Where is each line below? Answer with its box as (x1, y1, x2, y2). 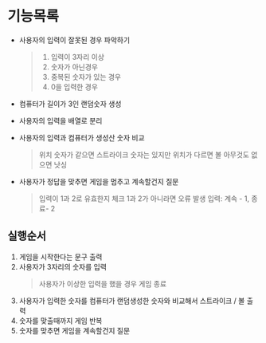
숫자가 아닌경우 (50, 61, 99, 72)
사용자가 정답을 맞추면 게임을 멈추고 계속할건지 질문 (18, 176, 179, 186)
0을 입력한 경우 (50, 81, 99, 92)
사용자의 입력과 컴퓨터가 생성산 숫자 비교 (18, 132, 145, 142)
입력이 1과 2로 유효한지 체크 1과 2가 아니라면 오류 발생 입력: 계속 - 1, (38, 193, 250, 203)
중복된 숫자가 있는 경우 (50, 72, 122, 81)
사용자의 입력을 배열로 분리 (18, 116, 103, 125)
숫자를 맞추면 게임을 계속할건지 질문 (18, 325, 131, 335)
